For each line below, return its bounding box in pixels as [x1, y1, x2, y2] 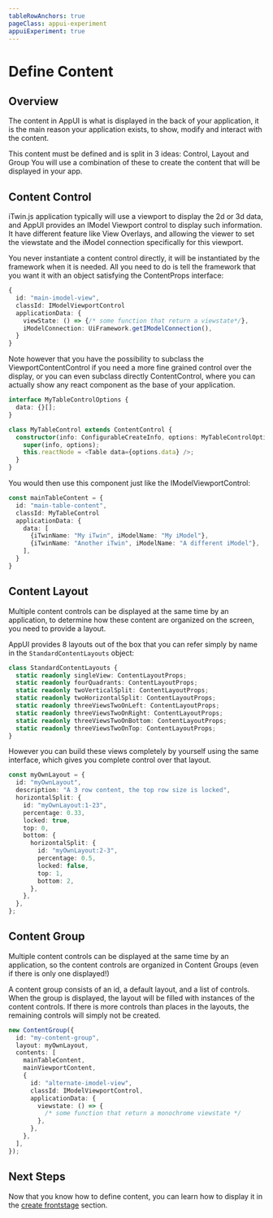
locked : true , [23, 816, 71, 825]
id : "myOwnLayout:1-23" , [23, 801, 107, 809]
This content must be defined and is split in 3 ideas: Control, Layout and [8, 149, 249, 159]
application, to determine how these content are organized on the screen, [8, 615, 254, 624]
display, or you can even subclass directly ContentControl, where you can [8, 371, 256, 381]
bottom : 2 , [37, 877, 75, 885]
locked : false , [37, 861, 89, 870]
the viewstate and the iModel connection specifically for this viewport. [8, 238, 244, 248]
